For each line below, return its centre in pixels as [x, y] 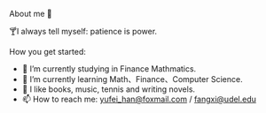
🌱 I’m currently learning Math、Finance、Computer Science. [132, 79]
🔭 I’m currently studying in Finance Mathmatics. [109, 69]
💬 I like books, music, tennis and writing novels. [109, 89]
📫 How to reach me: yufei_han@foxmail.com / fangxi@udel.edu [139, 99]
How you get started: [48, 52]
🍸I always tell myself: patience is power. [83, 31]
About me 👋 [31, 14]
